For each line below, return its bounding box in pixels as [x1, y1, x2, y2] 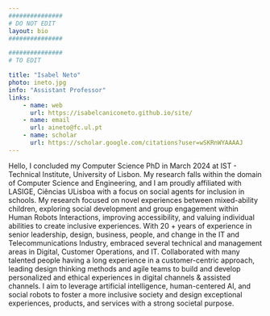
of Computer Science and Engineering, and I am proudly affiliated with [8, 178, 242, 187]
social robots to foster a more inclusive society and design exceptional [8, 289, 243, 299]
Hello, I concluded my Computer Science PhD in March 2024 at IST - [8, 161, 238, 171]
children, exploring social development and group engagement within [8, 204, 239, 213]
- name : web [23, 101, 63, 109]
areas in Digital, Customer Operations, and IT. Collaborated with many [8, 246, 240, 256]
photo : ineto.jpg [8, 78, 67, 86]
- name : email [23, 116, 70, 124]
